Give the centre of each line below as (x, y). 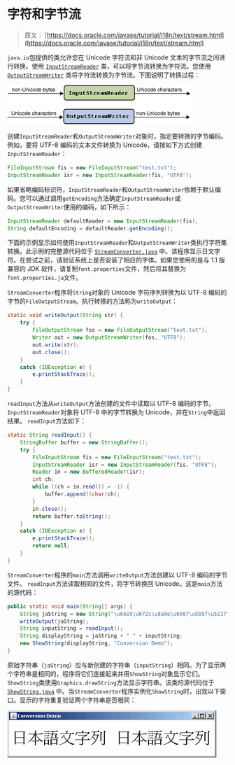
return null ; (51, 546)
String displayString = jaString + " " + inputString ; (101, 636)
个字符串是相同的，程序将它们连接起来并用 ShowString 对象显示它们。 (106, 673)
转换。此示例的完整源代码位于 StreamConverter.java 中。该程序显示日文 (111, 251)
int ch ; (43, 479)
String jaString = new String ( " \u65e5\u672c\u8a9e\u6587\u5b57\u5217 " (125, 614)
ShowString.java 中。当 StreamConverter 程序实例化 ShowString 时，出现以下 (114, 691)
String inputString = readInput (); (72, 629)
